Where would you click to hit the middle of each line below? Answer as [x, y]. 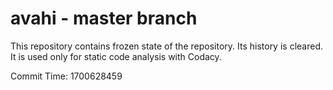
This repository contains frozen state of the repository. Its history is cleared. [166, 46]
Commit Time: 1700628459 [66, 76]
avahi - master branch [104, 18]
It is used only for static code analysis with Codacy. [116, 56]
